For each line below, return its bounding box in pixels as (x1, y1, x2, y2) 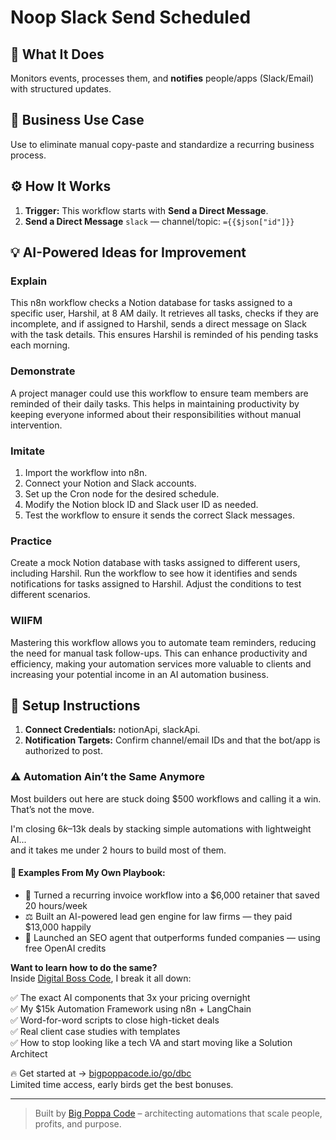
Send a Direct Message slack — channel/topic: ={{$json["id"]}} (24, 215, 295, 227)
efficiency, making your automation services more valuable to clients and (10, 657, 312, 670)
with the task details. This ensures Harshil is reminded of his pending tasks (10, 329, 319, 341)
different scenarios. (10, 589, 91, 601)
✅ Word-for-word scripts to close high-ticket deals (10, 1014, 220, 1026)
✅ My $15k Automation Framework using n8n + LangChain (10, 1002, 252, 1015)
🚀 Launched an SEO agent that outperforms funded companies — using (24, 931, 321, 943)
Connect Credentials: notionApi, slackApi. (24, 724, 201, 736)
